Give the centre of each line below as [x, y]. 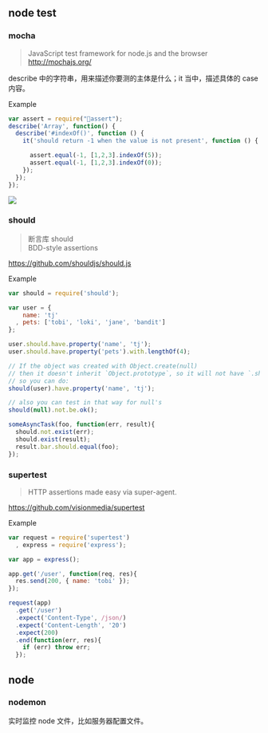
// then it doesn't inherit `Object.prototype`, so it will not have [126, 373]
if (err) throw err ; [57, 648]
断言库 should [51, 238]
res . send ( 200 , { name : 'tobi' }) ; [73, 581]
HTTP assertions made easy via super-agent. [102, 492]
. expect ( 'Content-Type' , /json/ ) [71, 617]
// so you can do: [39, 381]
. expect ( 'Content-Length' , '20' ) [71, 625]
